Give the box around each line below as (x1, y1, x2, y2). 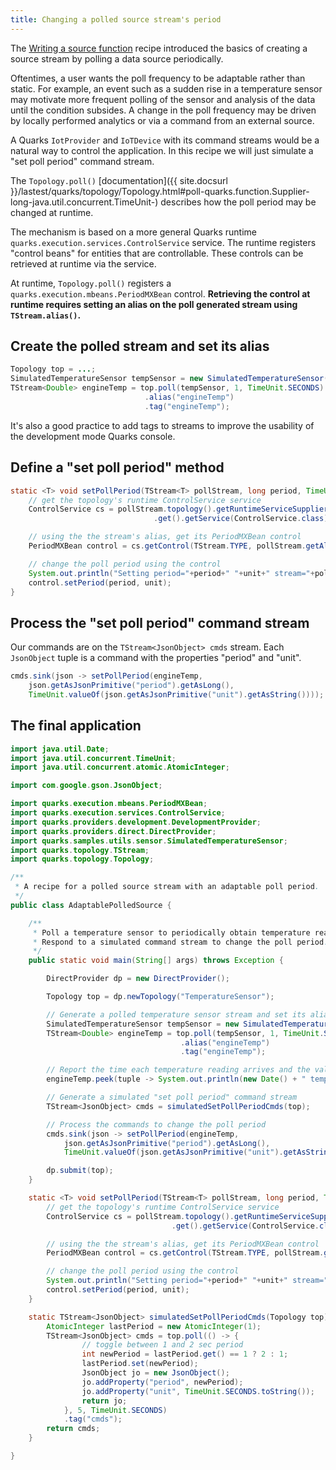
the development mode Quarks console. (10, 430, 176, 442)
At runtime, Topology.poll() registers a (10, 277, 172, 289)
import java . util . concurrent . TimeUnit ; (10, 753, 177, 763)
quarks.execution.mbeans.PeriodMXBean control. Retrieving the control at (10, 287, 311, 300)
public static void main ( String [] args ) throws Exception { (28, 956, 284, 966)
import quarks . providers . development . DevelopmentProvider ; (10, 817, 262, 827)
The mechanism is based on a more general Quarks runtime (10, 226, 257, 238)
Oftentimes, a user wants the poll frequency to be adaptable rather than (10, 72, 306, 84)
